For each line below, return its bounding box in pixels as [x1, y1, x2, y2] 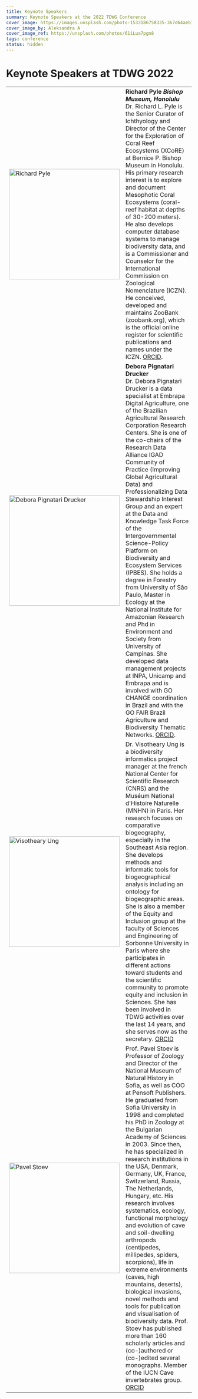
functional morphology [126, 1213, 189, 1222]
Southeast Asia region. [126, 843, 189, 852]
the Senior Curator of [126, 110, 184, 118]
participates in [126, 953, 165, 962]
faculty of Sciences [126, 924, 179, 932]
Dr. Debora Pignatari [126, 377, 182, 385]
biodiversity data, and [126, 242, 186, 250]
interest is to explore [126, 176, 182, 184]
